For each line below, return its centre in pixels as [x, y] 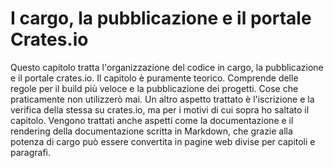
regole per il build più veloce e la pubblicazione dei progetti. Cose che [154, 88]
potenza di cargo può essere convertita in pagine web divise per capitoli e [163, 141]
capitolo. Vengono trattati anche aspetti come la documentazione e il [152, 120]
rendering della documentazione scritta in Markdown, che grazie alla [151, 131]
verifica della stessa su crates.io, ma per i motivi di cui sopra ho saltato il [160, 109]
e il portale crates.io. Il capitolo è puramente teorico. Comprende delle [154, 78]
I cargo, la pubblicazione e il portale [161, 18]
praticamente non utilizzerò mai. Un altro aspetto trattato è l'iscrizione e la [162, 99]
